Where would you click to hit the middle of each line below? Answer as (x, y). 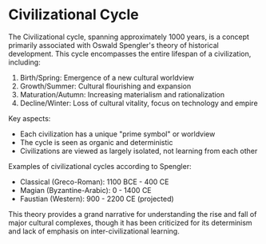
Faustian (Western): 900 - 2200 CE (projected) (97, 199)
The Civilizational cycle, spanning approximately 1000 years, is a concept (129, 37)
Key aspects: (30, 118)
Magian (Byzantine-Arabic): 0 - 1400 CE (85, 190)
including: (25, 62)
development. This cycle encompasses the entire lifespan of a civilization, (130, 53)
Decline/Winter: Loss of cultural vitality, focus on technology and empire (139, 103)
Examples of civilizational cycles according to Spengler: (100, 166)
